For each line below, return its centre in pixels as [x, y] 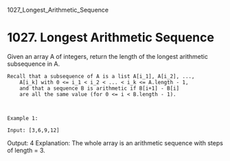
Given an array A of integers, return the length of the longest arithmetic [107, 56]
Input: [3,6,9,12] [33, 130]
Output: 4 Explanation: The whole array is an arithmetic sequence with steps [115, 143]
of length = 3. [26, 150]
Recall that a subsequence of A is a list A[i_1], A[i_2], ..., [101, 76]
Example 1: [23, 118]
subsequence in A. [34, 64]
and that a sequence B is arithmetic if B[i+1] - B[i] [100, 88]
